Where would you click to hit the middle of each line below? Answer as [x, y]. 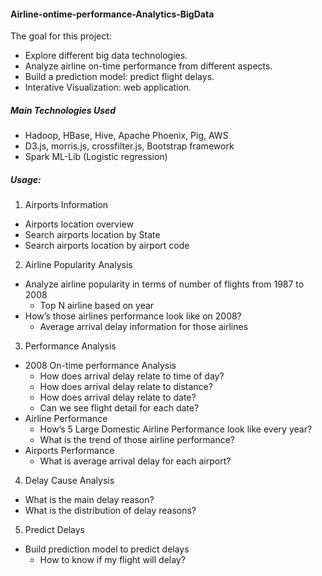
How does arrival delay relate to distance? [126, 387]
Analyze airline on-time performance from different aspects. [148, 66]
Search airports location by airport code [107, 246]
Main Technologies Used [63, 110]
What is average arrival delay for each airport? [135, 461]
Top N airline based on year [97, 306]
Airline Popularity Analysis [78, 265]
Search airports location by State [92, 235]
